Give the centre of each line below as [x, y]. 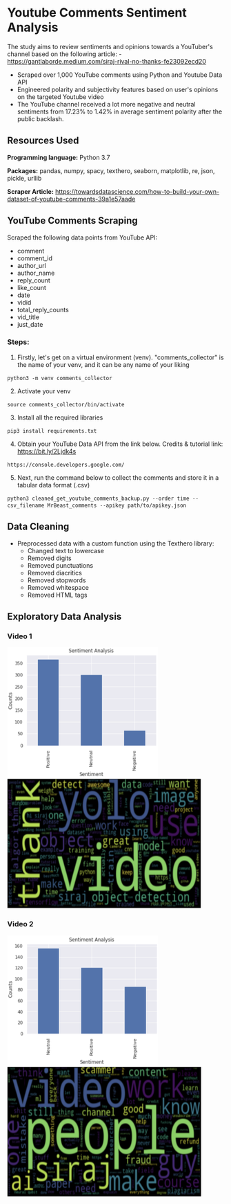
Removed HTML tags [57, 595]
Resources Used [43, 141]
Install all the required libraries [60, 417]
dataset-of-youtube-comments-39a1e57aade [71, 199]
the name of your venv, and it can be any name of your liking [103, 364]
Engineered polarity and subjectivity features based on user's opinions [118, 89]
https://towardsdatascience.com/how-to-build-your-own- [137, 191]
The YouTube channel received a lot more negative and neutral [106, 104]
